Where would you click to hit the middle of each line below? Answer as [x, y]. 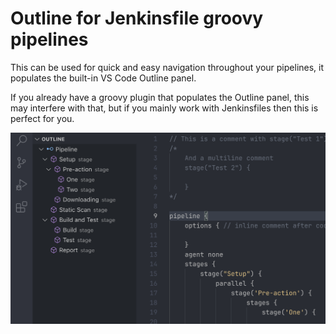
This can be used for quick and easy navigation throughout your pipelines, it [167, 67]
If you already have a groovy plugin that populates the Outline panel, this [160, 97]
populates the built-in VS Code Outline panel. [103, 78]
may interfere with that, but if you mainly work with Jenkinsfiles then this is [164, 108]
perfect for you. [42, 118]
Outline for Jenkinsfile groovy [137, 18]
